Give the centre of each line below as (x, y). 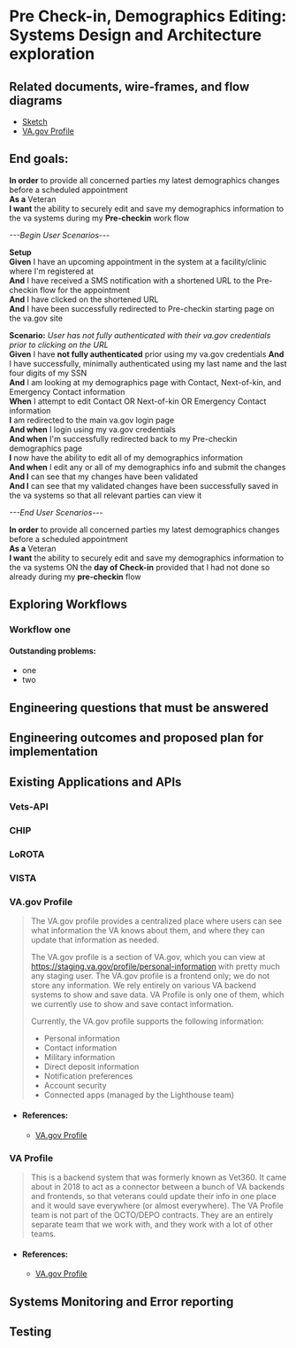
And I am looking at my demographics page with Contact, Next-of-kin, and (145, 382)
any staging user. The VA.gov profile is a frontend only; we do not (150, 976)
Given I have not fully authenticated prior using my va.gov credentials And (147, 354)
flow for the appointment (85, 290)
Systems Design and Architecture (136, 35)
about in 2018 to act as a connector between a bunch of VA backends (158, 1186)
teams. (43, 1234)
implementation (54, 751)
